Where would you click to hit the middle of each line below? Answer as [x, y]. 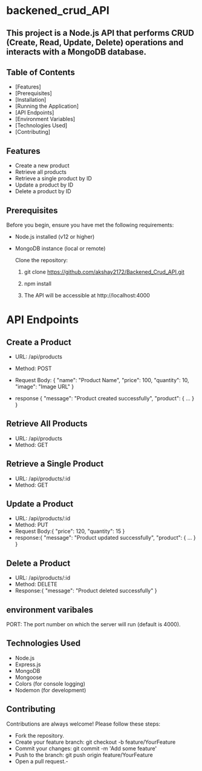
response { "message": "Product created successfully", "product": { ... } [105, 399]
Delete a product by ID [43, 191]
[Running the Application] [47, 106]
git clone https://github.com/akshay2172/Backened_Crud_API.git [104, 272]
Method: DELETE [36, 584]
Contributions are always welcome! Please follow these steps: [83, 724]
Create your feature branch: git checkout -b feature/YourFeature [95, 742]
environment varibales [50, 610]
